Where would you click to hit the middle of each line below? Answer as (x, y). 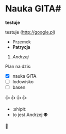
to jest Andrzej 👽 (30, 115)
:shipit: (19, 109)
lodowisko (23, 82)
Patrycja (21, 47)
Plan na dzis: (18, 66)
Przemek (21, 42)
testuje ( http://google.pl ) (30, 32)
